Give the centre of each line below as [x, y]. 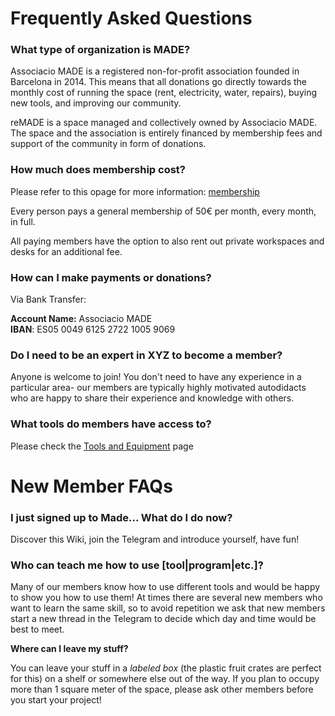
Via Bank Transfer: [48, 299]
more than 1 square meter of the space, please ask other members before [162, 689]
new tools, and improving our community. [96, 103]
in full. [23, 221]
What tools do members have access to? [111, 424]
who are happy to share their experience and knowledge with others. [152, 398]
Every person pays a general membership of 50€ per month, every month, [163, 211]
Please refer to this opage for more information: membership [135, 191]
